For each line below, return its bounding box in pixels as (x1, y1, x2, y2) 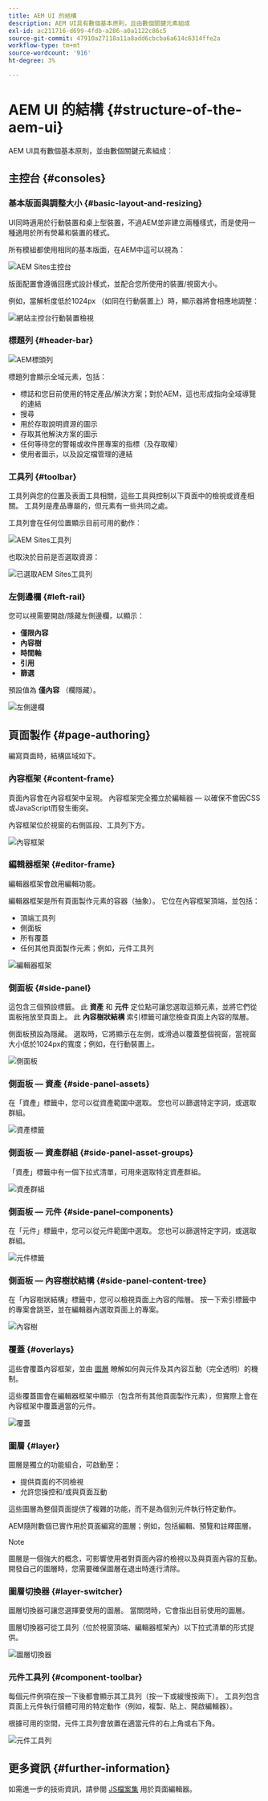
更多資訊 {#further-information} (8, 1761, 171, 1775)
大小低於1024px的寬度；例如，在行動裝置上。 (8, 1039, 159, 1049)
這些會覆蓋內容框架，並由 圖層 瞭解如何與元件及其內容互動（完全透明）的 (8, 1363, 251, 1374)
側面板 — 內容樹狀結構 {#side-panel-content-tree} (8, 1275, 207, 1286)
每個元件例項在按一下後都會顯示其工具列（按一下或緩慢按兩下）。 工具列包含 (8, 1692, 260, 1701)
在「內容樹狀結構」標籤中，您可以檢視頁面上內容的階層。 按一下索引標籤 (8, 1295, 250, 1305)
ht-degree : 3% (8, 57, 56, 65)
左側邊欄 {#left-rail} (8, 591, 86, 602)
